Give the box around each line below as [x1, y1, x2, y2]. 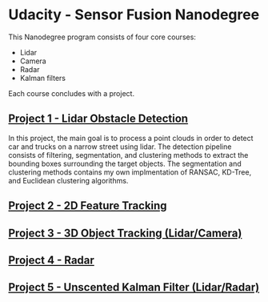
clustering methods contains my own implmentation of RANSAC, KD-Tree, [8, 167, 252, 177]
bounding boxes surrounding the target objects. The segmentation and [8, 159, 242, 168]
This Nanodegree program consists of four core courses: [8, 32, 196, 42]
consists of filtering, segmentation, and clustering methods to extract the [8, 150, 249, 159]
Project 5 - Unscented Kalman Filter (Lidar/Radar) [8, 280, 260, 294]
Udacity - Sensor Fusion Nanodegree [8, 6, 260, 24]
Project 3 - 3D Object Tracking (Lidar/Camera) [8, 226, 242, 240]
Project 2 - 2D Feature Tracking [8, 199, 167, 213]
